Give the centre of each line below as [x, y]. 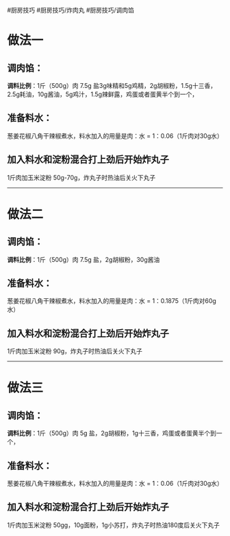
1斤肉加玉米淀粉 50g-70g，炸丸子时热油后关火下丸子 [81, 177]
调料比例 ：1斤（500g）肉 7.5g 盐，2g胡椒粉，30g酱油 [84, 259]
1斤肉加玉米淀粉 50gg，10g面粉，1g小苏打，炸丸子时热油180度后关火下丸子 [114, 525]
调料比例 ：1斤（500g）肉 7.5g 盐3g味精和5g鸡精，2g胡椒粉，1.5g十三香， [112, 86]
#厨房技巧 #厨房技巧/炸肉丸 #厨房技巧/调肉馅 [71, 10]
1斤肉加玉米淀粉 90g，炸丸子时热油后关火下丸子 [75, 351]
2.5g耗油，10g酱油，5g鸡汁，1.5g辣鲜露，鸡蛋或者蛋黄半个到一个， [103, 94]
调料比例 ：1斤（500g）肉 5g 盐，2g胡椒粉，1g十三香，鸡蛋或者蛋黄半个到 [112, 433]
